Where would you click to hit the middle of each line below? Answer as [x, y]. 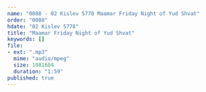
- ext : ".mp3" [28, 53]
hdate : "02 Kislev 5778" [43, 26]
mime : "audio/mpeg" [42, 59]
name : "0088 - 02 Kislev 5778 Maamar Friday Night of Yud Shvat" [103, 13]
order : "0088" [28, 20]
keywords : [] [26, 39]
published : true [31, 78]
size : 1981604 [34, 65]
